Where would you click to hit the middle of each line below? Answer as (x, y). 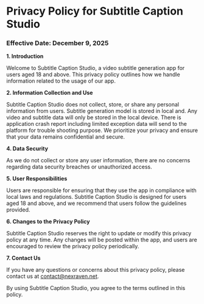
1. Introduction (25, 57)
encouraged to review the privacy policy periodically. (73, 246)
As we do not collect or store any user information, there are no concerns (98, 161)
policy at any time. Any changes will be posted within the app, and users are (102, 240)
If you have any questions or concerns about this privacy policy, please (96, 270)
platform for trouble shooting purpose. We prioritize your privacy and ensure (102, 130)
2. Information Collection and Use (50, 93)
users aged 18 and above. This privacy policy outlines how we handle (93, 75)
